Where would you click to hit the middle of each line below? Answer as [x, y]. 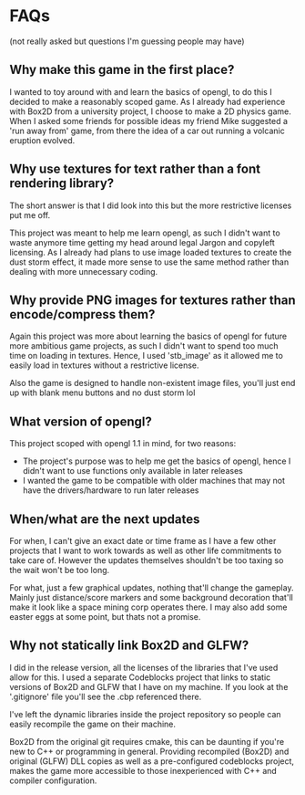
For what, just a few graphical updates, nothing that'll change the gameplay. [152, 588]
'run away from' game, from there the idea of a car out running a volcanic [147, 131]
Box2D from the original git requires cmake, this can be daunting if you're [147, 741]
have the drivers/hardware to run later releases [111, 490]
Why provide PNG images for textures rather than [152, 300]
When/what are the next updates [105, 519]
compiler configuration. [53, 780]
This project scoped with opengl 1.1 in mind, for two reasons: [123, 444]
